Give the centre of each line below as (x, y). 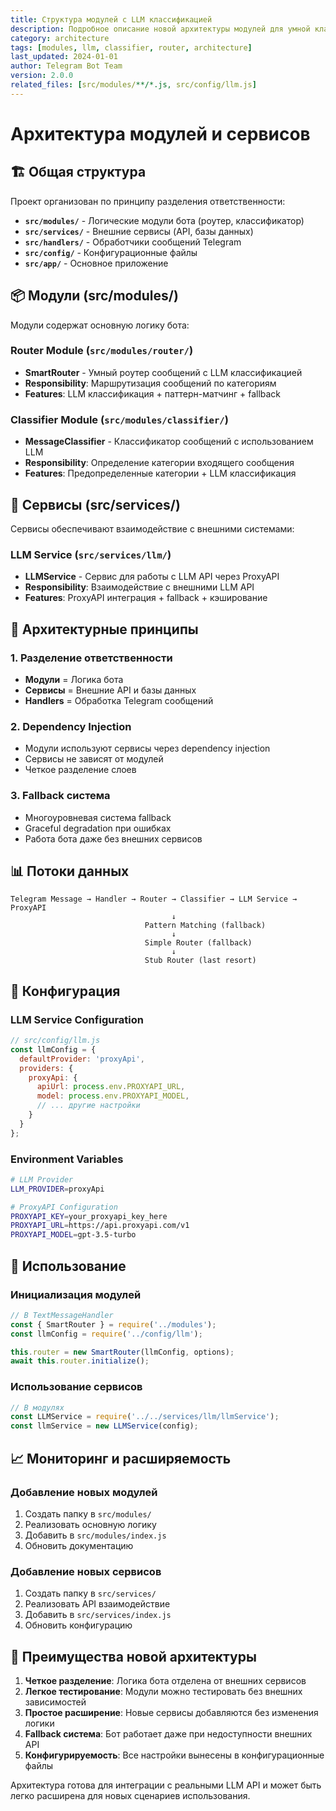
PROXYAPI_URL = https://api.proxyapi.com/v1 (100, 1226)
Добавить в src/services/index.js (98, 1615)
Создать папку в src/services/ (90, 1593)
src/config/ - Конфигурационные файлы (111, 252)
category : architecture (60, 38)
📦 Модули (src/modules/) (94, 296)
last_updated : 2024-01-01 (64, 57)
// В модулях (37, 1407)
